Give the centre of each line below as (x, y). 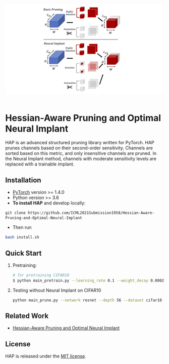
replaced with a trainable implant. (40, 164)
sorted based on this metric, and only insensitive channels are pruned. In (81, 153)
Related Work (27, 316)
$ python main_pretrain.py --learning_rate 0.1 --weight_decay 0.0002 (88, 280)
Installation (23, 180)
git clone (16, 213)
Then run (22, 227)
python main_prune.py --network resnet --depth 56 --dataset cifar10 (87, 300)
